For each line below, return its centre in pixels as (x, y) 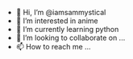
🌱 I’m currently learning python (67, 29)
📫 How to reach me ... (53, 47)
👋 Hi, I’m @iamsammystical (61, 12)
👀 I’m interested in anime (57, 21)
